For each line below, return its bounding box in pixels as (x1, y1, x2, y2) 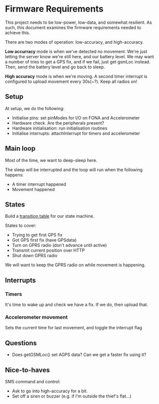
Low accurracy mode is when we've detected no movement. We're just (5, 48, 147, 54)
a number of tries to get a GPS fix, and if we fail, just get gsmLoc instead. (5, 59, 151, 65)
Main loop (5, 145, 36, 153)
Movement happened (12, 186, 55, 192)
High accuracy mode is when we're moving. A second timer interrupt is (5, 73, 147, 79)
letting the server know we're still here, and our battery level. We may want (5, 53, 154, 59)
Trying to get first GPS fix (12, 232, 63, 238)
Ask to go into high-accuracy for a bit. (12, 388, 88, 394)
